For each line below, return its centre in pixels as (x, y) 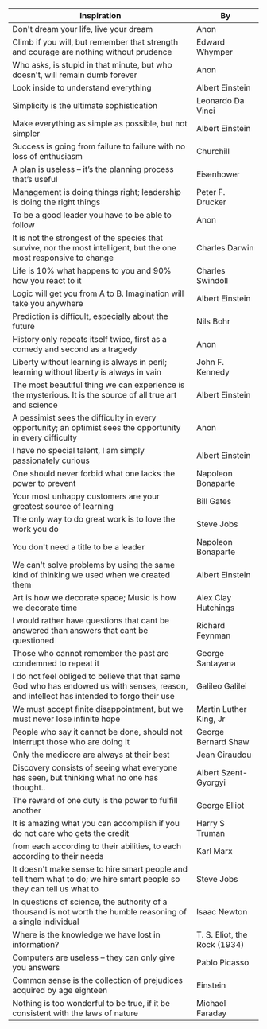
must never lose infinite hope (66, 719)
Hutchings (215, 608)
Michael (211, 1003)
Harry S (210, 823)
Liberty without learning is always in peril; (89, 362)
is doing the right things (56, 202)
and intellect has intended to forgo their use (93, 696)
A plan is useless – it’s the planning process (93, 169)
